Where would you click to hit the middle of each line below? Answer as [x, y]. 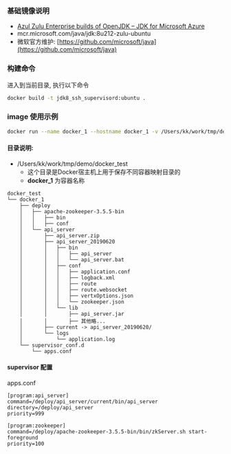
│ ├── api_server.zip [59, 235]
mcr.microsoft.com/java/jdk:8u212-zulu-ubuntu [84, 34]
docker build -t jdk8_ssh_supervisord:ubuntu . [77, 98]
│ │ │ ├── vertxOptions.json [77, 296]
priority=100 [26, 444]
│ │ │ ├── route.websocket [74, 290]
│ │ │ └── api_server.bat [72, 259]
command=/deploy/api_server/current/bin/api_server [82, 402]
